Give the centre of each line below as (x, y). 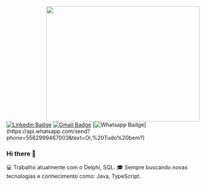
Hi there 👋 (21, 153)
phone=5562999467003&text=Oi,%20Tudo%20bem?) (76, 138)
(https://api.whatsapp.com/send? (48, 131)
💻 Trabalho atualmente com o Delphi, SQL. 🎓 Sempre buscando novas (97, 168)
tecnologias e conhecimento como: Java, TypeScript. (74, 176)
